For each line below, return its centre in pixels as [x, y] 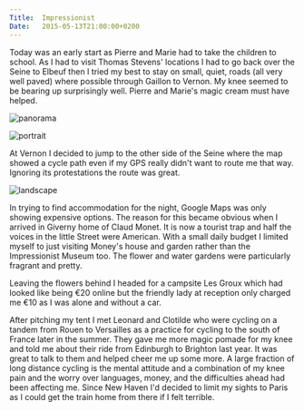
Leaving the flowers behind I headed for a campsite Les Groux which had [146, 283]
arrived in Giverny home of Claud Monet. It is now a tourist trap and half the [151, 227]
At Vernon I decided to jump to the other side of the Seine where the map [146, 153]
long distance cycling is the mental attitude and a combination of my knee [147, 367]
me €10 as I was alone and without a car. [85, 302]
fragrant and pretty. [46, 265]
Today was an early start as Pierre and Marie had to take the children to [143, 52]
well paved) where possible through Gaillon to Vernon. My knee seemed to [149, 81]
